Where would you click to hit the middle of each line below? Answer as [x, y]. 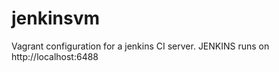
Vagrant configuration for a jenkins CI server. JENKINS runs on [140, 46]
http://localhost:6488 [55, 56]
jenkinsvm [55, 18]
